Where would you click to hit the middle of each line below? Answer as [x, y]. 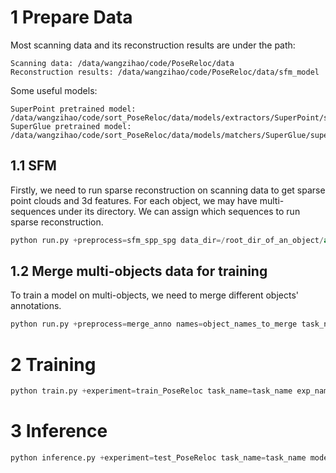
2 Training [53, 364]
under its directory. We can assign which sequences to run [179, 211]
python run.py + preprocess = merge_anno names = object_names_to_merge [154, 324]
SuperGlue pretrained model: [71, 126]
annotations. [36, 306]
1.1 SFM [33, 166]
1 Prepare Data [71, 17]
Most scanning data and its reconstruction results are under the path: [153, 45]
